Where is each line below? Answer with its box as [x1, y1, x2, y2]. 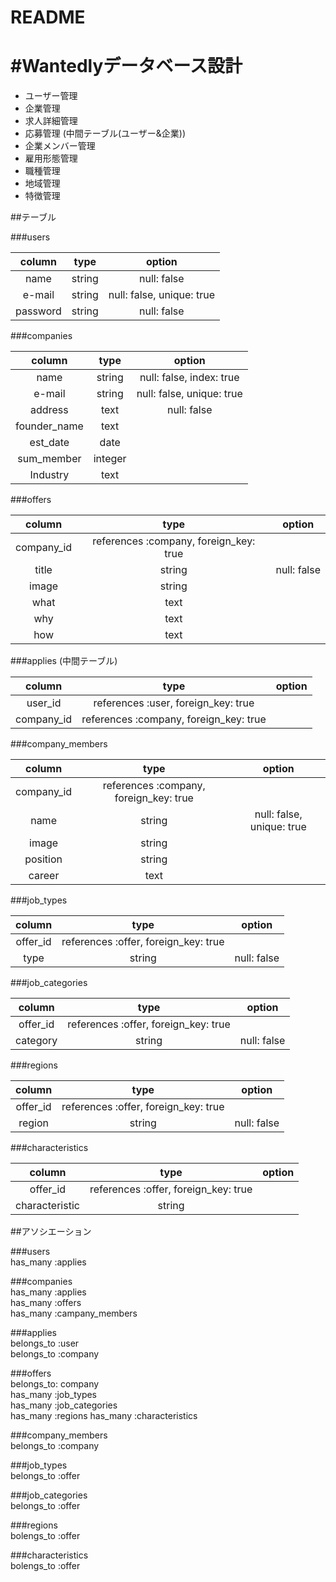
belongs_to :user [10, 1337, 80, 1350]
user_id [26, 696, 62, 710]
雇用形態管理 [24, 152, 78, 165]
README [10, 6, 86, 29]
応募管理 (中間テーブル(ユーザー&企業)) [24, 127, 187, 140]
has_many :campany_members [10, 1307, 138, 1320]
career [28, 869, 60, 883]
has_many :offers [10, 1297, 82, 1309]
